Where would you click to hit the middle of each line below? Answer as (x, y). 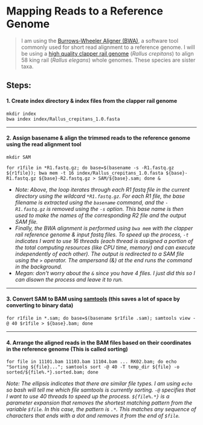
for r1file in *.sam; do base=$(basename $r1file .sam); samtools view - (101, 318)
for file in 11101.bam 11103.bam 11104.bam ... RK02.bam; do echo (92, 362)
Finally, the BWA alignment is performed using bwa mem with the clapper (104, 228)
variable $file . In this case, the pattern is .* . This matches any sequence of (101, 409)
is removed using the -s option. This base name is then (115, 209)
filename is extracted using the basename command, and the (89, 202)
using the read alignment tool (44, 144)
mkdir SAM (19, 157)
